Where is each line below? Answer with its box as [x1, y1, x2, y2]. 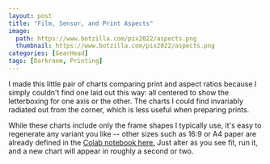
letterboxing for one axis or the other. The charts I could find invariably [8, 96, 244, 106]
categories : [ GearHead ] [8, 49, 89, 57]
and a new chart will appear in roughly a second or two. [8, 146, 194, 156]
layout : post [8, 11, 53, 20]
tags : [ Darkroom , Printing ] [8, 57, 103, 65]
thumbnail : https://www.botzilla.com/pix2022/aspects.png [15, 42, 216, 50]
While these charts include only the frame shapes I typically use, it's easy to [8, 120, 262, 130]
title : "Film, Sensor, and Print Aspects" [8, 19, 154, 27]
